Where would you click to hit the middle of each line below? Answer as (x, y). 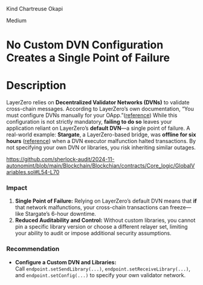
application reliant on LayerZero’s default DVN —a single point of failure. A (98, 128)
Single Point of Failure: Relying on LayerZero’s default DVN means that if (106, 201)
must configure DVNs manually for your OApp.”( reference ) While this (92, 115)
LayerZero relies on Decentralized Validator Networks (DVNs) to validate (98, 102)
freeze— (181, 207)
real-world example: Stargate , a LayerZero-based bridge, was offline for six (101, 135)
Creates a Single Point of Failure (88, 58)
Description (36, 86)
